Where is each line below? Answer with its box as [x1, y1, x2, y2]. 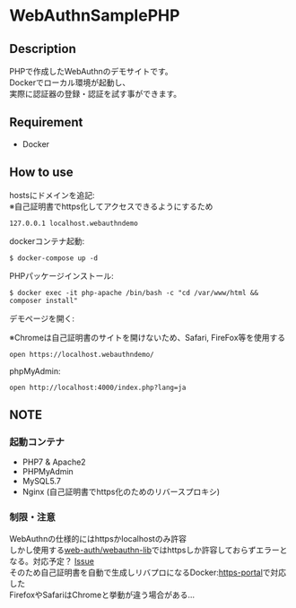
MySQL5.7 [22, 476, 61, 487]
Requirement [9, 115, 83, 130]
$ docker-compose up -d [9, 253, 99, 263]
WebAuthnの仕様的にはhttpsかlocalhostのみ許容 [9, 533, 187, 543]
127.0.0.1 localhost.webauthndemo [9, 219, 139, 228]
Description [9, 41, 76, 56]
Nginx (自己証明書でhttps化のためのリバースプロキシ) [22, 486, 221, 498]
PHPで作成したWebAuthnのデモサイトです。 [9, 66, 173, 76]
